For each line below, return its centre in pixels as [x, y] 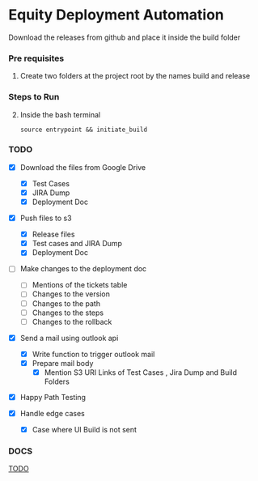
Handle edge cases [52, 414]
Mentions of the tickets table [80, 285]
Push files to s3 [46, 218]
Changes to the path [66, 303]
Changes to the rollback [72, 321]
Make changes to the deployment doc [83, 269]
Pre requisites [36, 58]
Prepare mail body [63, 363]
